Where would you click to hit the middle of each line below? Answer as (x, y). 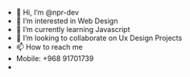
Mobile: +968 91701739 (55, 59)
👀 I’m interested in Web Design (67, 21)
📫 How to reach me (49, 47)
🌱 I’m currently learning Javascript (73, 29)
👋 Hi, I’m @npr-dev (47, 12)
